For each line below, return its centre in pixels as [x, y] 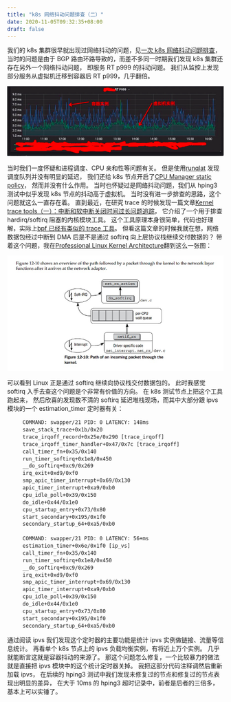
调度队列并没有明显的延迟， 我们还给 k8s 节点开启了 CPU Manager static [109, 176]
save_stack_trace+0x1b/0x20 [63, 430]
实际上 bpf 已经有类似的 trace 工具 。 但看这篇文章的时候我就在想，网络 [119, 228]
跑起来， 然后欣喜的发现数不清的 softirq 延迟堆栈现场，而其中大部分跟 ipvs [113, 400]
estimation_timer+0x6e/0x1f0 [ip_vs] [76, 546]
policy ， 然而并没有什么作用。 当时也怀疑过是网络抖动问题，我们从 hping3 [112, 185]
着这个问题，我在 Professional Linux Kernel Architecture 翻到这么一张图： [110, 245]
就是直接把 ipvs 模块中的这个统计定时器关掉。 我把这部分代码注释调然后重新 [115, 666]
